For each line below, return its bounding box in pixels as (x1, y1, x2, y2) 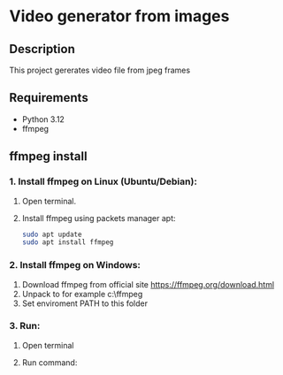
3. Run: (9, 320, 41, 333)
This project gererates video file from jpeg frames (9, 65, 191, 75)
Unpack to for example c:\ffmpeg (21, 288, 143, 299)
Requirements (9, 90, 88, 105)
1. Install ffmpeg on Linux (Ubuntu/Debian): (9, 175, 197, 187)
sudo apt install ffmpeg (21, 238, 114, 247)
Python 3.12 (21, 113, 65, 125)
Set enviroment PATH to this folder (21, 298, 149, 309)
